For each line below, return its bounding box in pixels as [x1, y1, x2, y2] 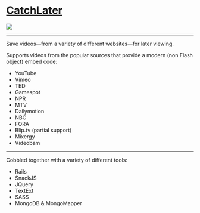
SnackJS [14, 174, 37, 181]
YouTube [14, 69, 37, 76]
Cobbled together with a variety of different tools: [6, 156, 128, 163]
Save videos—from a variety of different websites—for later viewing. [6, 40, 174, 47]
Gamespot [14, 88, 40, 95]
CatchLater [6, 4, 63, 17]
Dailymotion [14, 107, 45, 115]
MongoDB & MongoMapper [14, 199, 82, 206]
